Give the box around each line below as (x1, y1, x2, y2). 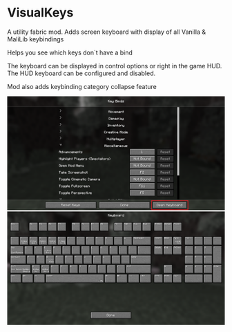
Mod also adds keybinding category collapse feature (7, 82, 157, 90)
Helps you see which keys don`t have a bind (7, 48, 133, 57)
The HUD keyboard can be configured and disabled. (7, 69, 156, 77)
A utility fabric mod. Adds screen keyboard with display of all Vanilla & (7, 28, 206, 36)
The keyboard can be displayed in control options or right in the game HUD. (7, 61, 222, 70)
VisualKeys (7, 5, 74, 21)
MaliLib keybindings (7, 35, 64, 43)
